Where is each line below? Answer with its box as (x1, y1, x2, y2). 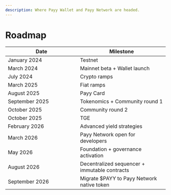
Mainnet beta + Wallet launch (80, 65, 150, 72)
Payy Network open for (80, 131, 136, 138)
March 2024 (8, 65, 38, 72)
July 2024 (8, 73, 33, 80)
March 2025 (8, 81, 38, 88)
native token (80, 181, 109, 188)
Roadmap (5, 29, 47, 41)
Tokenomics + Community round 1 (80, 98, 163, 105)
